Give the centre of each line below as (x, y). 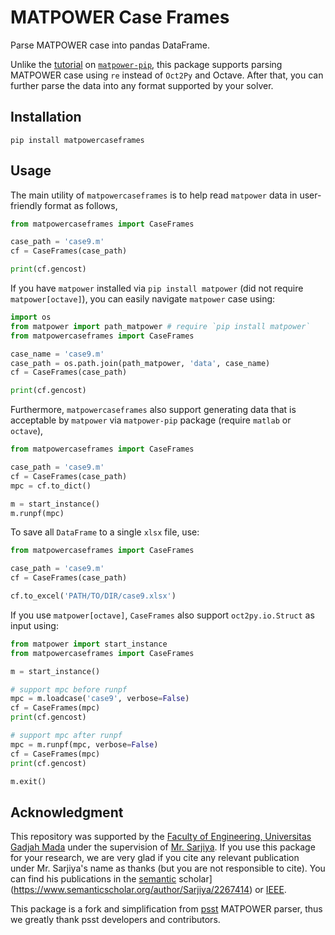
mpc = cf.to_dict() (51, 486)
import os (31, 317)
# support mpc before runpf (69, 689)
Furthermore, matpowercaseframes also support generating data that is (153, 410)
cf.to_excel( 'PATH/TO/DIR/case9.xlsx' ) (93, 596)
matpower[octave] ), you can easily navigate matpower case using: (143, 299)
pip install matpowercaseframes (77, 140)
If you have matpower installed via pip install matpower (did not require (157, 288)
